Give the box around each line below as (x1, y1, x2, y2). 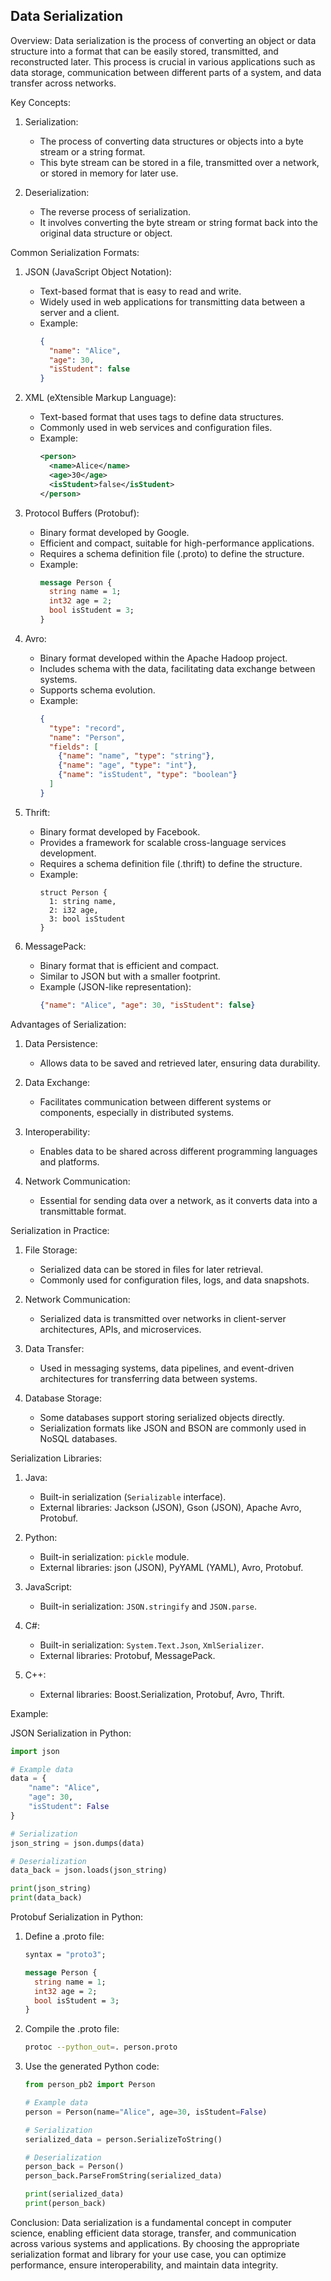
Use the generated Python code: (24, 2060, 160, 2073)
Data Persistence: (24, 1037, 98, 1049)
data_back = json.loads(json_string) (10, 1865, 168, 1876)
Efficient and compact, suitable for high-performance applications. (39, 537, 315, 549)
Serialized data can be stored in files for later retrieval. (39, 1263, 264, 1275)
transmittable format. (39, 1205, 127, 1217)
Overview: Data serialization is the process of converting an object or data (10, 34, 317, 46)
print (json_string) (10, 1884, 92, 1894)
